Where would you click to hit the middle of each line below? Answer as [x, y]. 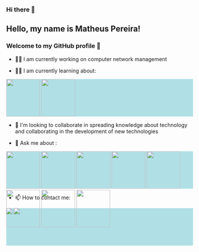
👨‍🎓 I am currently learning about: [56, 71]
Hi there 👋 [21, 10]
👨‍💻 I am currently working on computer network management [91, 59]
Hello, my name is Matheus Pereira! [74, 29]
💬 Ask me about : [36, 142]
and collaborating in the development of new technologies [86, 131]
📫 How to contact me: [42, 198]
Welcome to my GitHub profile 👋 [53, 46]
